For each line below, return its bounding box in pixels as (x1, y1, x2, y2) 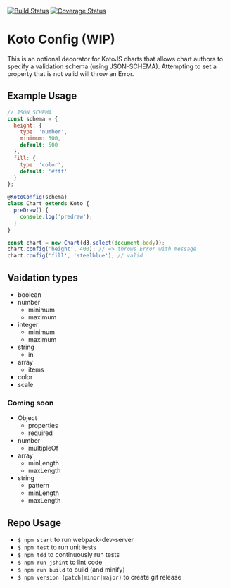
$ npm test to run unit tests (17, 543, 97, 551)
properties (27, 422, 58, 430)
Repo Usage (7, 517, 62, 529)
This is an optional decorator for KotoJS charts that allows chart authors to (7, 54, 224, 63)
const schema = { (7, 115, 58, 123)
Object (17, 414, 37, 422)
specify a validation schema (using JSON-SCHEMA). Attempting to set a (7, 62, 217, 71)
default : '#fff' (20, 168, 68, 175)
